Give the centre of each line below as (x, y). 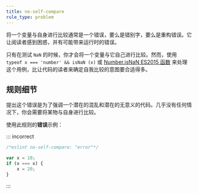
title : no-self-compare (35, 11)
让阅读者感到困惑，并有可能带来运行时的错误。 (63, 42)
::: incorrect (20, 137)
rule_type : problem (30, 17)
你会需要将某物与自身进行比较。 (60, 112)
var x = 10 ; (21, 158)
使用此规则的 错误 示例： (34, 125)
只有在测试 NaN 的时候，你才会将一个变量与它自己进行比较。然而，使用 (92, 54)
